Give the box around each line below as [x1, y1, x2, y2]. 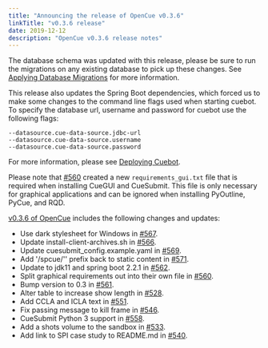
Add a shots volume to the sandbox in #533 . [19, 322, 166, 332]
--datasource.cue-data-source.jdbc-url [8, 129, 142, 137]
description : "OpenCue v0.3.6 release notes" [8, 34, 162, 42]
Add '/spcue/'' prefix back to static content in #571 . [19, 255, 190, 264]
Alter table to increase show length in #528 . [19, 288, 164, 298]
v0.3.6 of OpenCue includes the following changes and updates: [8, 213, 220, 223]
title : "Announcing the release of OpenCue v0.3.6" [8, 11, 184, 20]
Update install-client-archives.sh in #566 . [19, 237, 157, 247]
